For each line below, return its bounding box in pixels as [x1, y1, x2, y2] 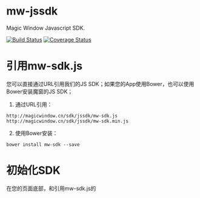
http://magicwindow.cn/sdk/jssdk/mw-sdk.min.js [6, 118, 129, 124]
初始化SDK [6, 163, 61, 177]
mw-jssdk [6, 4, 58, 18]
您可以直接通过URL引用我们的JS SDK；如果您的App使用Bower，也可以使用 [6, 80, 195, 87]
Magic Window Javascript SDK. [6, 24, 85, 31]
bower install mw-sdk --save [6, 141, 80, 148]
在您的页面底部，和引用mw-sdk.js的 [6, 185, 96, 192]
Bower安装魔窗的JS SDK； [6, 88, 73, 95]
